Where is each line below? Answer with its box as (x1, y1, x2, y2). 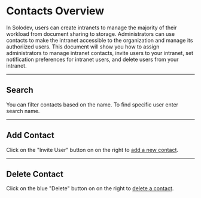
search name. (6, 107, 40, 114)
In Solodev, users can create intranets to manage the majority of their (6, 24, 178, 31)
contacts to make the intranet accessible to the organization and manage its (6, 36, 193, 44)
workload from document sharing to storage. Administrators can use (6, 30, 175, 37)
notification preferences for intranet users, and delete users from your (6, 56, 179, 63)
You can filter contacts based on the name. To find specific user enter (6, 100, 178, 108)
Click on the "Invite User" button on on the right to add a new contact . (6, 146, 178, 153)
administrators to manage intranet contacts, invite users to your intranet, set (6, 49, 193, 56)
